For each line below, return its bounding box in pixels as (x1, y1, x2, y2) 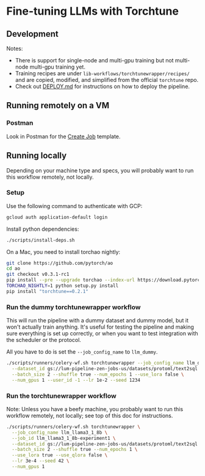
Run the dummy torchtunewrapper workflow (6, 303, 141, 311)
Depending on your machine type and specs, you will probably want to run (6, 166, 194, 174)
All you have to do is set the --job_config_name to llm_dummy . (6, 348, 158, 355)
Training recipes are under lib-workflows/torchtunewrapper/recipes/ (15, 70, 190, 77)
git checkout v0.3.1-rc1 (6, 271, 70, 278)
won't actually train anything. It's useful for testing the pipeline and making (6, 323, 194, 331)
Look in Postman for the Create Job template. (6, 133, 121, 140)
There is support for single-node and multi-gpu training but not (15, 57, 174, 64)
